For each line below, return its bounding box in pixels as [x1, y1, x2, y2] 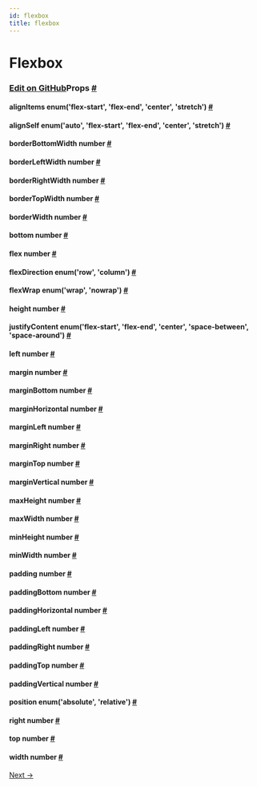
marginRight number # [9, 440, 86, 450]
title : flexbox [9, 19, 60, 27]
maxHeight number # [9, 495, 82, 505]
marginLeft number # [9, 422, 81, 432]
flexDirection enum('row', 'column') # [9, 267, 137, 276]
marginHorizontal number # [9, 404, 103, 414]
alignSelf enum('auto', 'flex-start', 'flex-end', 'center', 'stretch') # [9, 120, 231, 130]
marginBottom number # [9, 385, 93, 395]
